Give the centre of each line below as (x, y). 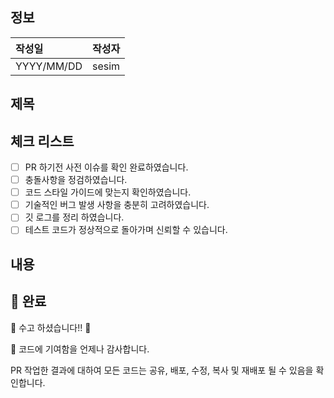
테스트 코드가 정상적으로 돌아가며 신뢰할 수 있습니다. (126, 230)
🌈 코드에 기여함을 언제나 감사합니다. (80, 349)
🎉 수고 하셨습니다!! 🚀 (51, 327)
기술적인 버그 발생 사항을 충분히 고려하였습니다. (117, 205)
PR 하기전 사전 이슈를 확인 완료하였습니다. (106, 167)
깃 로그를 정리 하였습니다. (74, 217)
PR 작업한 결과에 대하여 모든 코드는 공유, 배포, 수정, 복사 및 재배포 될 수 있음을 (162, 370)
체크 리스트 (42, 141)
